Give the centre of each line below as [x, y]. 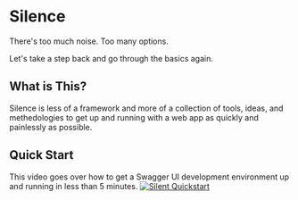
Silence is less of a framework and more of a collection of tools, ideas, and [146, 108]
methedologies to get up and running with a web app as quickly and [134, 117]
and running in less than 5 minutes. [74, 186]
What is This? [48, 87]
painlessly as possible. [51, 127]
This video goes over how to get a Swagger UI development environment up [149, 177]
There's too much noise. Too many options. [89, 41]
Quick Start [41, 155]
